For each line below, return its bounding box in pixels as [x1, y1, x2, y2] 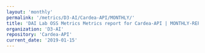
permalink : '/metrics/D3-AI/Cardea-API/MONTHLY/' [6, 15, 135, 21]
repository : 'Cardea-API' [6, 32, 72, 38]
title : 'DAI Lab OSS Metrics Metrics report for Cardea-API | [6, 20, 168, 26]
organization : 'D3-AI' [6, 26, 64, 32]
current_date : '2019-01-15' [6, 37, 78, 43]
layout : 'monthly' [6, 9, 53, 15]
